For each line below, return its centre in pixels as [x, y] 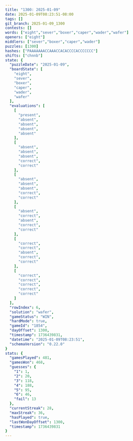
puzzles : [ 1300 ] [22, 46]
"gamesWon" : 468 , [27, 363]
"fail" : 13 [25, 399]
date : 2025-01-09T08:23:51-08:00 [39, 14]
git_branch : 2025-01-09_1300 [35, 23]
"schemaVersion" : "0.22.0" [37, 344]
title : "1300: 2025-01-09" [33, 10]
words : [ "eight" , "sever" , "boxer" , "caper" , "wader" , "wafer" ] [67, 33]
